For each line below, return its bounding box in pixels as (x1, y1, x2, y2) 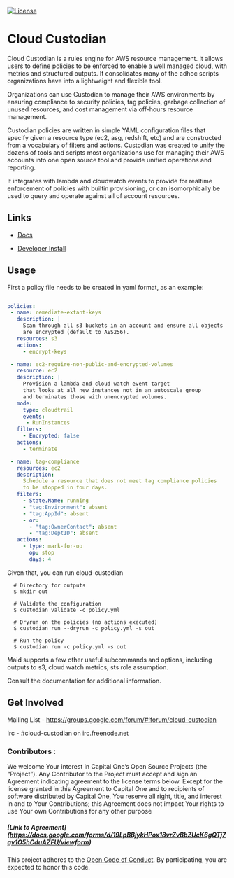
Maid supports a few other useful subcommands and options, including (7, 655, 212, 664)
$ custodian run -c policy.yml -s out (13, 643, 127, 650)
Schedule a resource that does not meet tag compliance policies (22, 478, 217, 485)
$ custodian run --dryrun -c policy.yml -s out (13, 625, 155, 632)
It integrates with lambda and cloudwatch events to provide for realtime (7, 176, 213, 185)
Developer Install (17, 244, 66, 252)
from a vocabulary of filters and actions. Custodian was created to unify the (7, 141, 225, 149)
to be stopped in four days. (22, 484, 108, 492)
